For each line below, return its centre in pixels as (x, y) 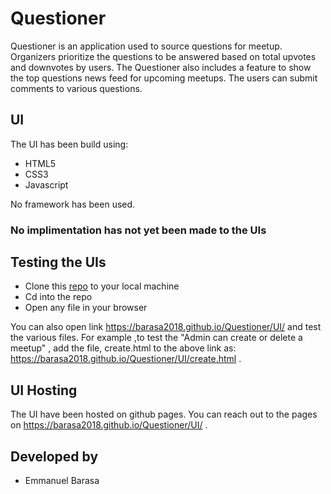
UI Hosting (44, 390)
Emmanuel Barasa (62, 481)
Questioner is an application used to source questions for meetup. (146, 46)
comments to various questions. (76, 88)
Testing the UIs (58, 262)
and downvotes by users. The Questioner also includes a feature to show (161, 67)
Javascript (46, 184)
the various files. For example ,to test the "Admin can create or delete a (156, 338)
